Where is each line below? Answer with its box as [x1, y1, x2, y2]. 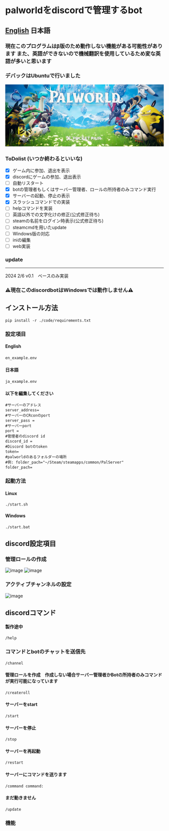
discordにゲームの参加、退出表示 [12, 174, 81, 180]
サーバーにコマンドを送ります [5, 771, 67, 777]
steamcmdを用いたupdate [12, 224, 67, 230]
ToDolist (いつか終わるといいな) [5, 155, 83, 162]
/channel [5, 660, 24, 666]
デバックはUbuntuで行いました [5, 72, 80, 79]
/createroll [5, 690, 30, 695]
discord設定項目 [5, 539, 56, 548]
